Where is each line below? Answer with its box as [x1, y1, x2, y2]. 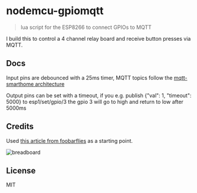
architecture [35, 80, 65, 87]
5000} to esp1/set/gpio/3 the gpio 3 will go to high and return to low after [6, 98, 184, 105]
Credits [6, 122, 34, 132]
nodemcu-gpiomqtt [6, 4, 104, 18]
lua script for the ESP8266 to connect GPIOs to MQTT [20, 24, 152, 31]
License [6, 165, 36, 175]
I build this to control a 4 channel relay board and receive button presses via [6, 35, 191, 42]
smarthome [6, 80, 34, 87]
